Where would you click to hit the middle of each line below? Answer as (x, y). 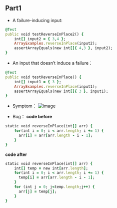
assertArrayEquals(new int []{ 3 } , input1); (61, 91)
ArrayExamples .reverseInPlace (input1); (56, 86)
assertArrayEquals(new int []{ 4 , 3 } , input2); (63, 48)
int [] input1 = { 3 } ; (38, 82)
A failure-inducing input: (37, 20)
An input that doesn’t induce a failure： (53, 63)
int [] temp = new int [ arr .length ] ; (51, 168)
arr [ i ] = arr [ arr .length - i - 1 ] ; (55, 136)
